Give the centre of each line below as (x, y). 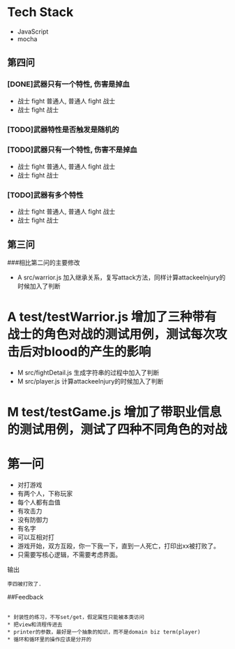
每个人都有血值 (39, 502)
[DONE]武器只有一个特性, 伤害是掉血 (69, 85)
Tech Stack (40, 12)
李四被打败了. (24, 584)
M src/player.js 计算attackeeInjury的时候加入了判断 (90, 381)
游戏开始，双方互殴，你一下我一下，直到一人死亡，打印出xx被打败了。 (119, 546)
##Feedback (25, 597)
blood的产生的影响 (98, 352)
